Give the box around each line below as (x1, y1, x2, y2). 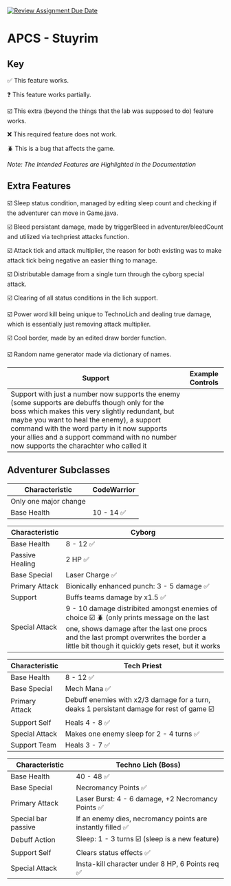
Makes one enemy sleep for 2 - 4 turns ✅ (65, 729, 200, 739)
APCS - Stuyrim (7, 31, 98, 46)
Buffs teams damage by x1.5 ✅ (65, 593, 166, 602)
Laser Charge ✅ (65, 570, 118, 579)
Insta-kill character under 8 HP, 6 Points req (76, 858, 219, 868)
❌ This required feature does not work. (7, 130, 118, 138)
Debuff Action (10, 835, 56, 845)
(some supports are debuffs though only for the (10, 398, 164, 407)
